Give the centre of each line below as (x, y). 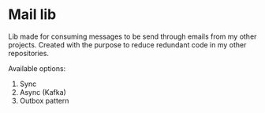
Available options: (37, 68)
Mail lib (32, 15)
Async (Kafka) (43, 92)
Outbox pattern (44, 100)
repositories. (29, 53)
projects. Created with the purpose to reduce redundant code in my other (127, 44)
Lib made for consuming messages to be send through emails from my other (132, 36)
